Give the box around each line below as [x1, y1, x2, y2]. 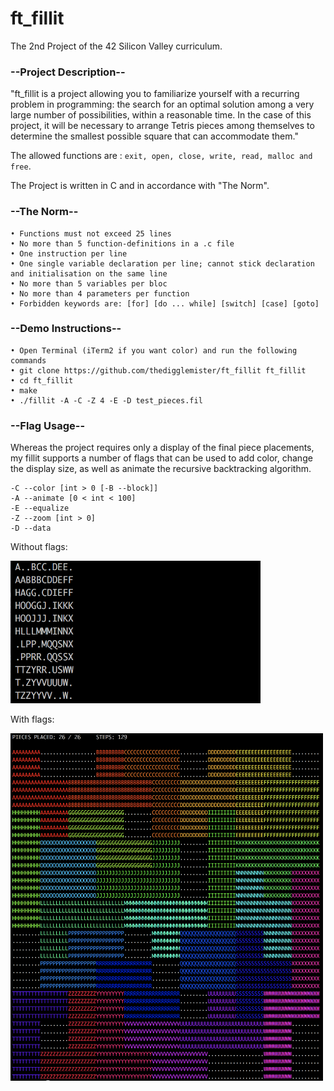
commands [10, 355, 47, 366]
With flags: [10, 713, 55, 726]
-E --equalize [10, 503, 70, 514]
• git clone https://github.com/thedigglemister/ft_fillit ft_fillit [10, 365, 307, 376]
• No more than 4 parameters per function [10, 288, 190, 299]
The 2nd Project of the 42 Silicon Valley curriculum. [10, 40, 223, 52]
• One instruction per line [10, 248, 128, 259]
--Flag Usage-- [10, 418, 86, 432]
